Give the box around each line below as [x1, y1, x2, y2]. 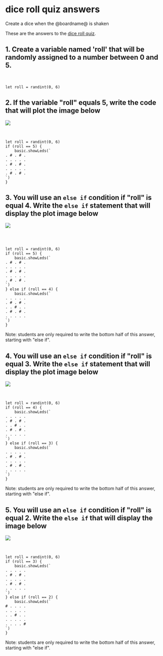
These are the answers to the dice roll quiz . [5, 30, 96, 36]
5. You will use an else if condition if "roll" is [5, 506, 152, 514]
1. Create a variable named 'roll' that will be [5, 45, 145, 54]
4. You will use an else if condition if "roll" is [5, 351, 152, 360]
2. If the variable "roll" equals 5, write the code [5, 98, 156, 107]
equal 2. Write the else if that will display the [5, 514, 153, 522]
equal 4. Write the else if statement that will [5, 201, 151, 210]
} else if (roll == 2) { [5, 595, 58, 600]
